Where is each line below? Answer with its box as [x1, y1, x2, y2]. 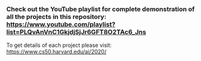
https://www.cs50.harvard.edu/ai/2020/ [6, 48, 107, 56]
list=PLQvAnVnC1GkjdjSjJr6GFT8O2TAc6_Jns [6, 27, 147, 36]
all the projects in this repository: [6, 12, 107, 21]
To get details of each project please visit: [6, 41, 112, 49]
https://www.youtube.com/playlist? [6, 20, 116, 29]
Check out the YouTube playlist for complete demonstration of [6, 5, 195, 13]
